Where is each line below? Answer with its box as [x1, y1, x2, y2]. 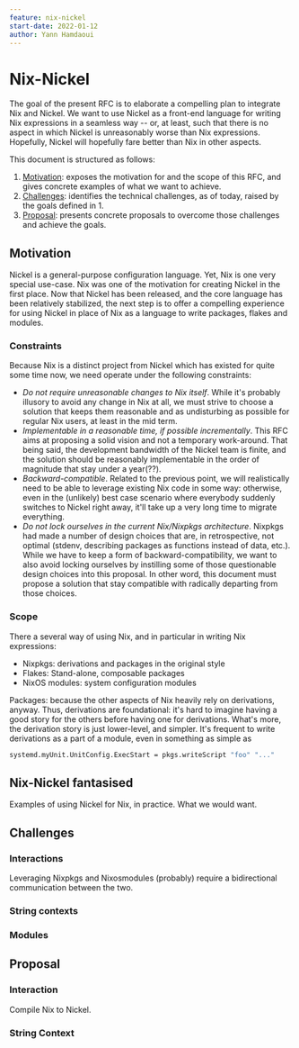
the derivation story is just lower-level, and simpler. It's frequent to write [9, 723, 276, 734]
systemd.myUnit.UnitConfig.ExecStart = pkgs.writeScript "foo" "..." [9, 750, 276, 759]
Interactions [9, 852, 64, 864]
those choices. [22, 588, 78, 599]
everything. [22, 511, 66, 522]
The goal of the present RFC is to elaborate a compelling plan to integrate [9, 98, 281, 109]
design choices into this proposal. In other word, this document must [22, 569, 277, 580]
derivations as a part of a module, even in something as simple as [9, 733, 252, 744]
